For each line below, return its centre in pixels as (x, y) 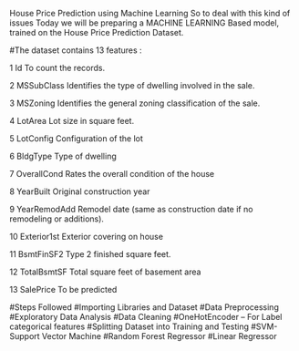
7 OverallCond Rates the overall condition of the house (112, 174)
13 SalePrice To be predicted (63, 289)
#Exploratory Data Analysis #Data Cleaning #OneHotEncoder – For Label (146, 317)
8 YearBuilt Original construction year (80, 191)
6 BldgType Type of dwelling (63, 156)
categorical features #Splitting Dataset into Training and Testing (129, 326)
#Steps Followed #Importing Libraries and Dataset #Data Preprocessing (144, 307)
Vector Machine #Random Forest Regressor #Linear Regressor (159, 336)
